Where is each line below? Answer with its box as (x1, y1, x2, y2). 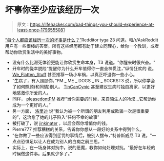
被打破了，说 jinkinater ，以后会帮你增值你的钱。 (12, 120, 110, 126)
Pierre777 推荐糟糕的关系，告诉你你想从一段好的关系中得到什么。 (12, 126, 144, 132)
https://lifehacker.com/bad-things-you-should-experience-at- (30, 21, 155, 27)
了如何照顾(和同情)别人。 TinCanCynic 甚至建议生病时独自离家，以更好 (12, 84, 155, 89)
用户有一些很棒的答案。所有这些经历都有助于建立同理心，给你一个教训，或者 (5, 43, 159, 49)
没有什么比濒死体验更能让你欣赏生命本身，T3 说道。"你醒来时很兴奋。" (12, 59, 156, 65)
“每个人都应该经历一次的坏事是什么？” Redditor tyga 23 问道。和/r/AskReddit (5, 37, 159, 43)
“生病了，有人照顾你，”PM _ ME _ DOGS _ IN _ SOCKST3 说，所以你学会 (12, 77, 155, 83)
